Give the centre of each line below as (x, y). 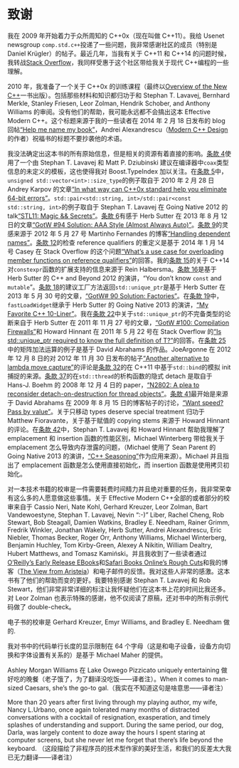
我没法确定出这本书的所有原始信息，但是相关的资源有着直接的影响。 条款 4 (116, 153)
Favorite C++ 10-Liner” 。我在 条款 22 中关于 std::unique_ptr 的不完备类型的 (116, 313)
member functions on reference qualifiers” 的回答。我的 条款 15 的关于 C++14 (118, 260)
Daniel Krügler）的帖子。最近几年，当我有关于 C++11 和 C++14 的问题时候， (119, 53)
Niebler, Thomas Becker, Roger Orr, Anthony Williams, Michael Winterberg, (117, 537)
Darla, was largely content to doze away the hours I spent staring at (106, 732)
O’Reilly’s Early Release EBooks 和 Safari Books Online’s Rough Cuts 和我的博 (118, 562)
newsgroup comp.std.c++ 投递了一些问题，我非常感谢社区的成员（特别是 (112, 44)
